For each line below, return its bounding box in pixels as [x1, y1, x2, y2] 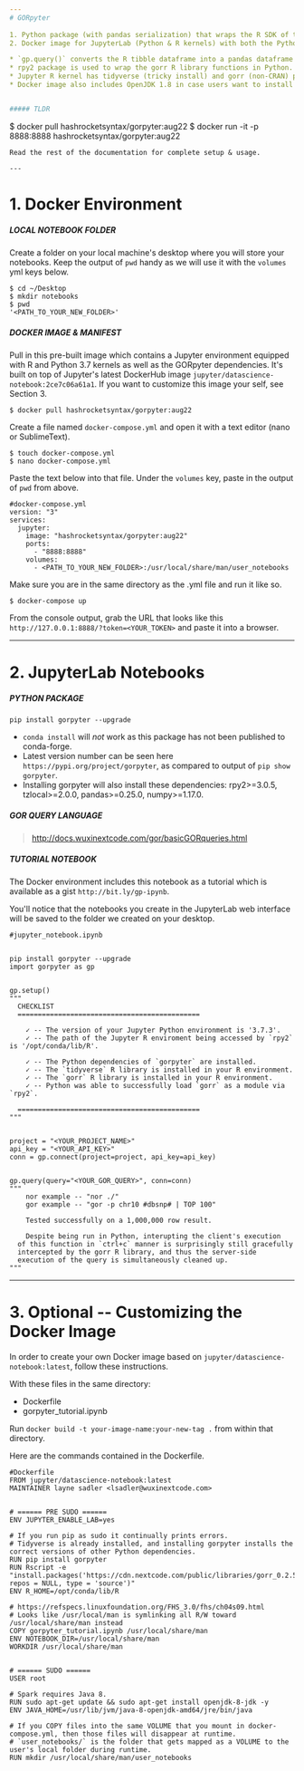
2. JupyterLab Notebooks [9, 662, 205, 683]
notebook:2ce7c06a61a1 [9, 380, 95, 390]
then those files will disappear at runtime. [62, 1729, 237, 1738]
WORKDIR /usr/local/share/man [9, 1641, 124, 1651]
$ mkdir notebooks [9, 292, 79, 301]
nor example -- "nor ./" [25, 1192, 119, 1201]
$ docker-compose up [9, 596, 88, 605]
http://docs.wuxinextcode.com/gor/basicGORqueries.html [31, 833, 248, 843]
